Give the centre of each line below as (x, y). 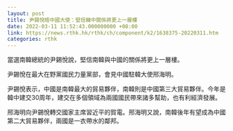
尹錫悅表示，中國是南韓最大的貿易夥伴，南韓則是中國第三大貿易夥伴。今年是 (116, 89)
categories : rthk (32, 39)
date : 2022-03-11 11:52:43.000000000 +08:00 (72, 26)
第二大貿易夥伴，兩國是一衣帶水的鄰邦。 (65, 121)
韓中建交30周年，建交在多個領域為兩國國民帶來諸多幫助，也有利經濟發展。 (114, 98)
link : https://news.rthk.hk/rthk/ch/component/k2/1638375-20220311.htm (113, 33)
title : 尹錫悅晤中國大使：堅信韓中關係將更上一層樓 (72, 20)
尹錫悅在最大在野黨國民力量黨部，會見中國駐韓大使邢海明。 (92, 74)
